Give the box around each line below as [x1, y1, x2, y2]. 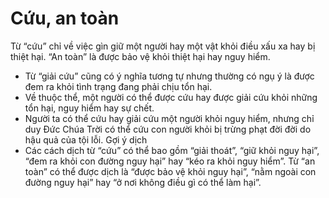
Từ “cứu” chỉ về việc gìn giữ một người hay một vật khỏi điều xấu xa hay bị [10, 40, 316, 52]
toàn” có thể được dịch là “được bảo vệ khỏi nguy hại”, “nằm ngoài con [24, 165, 317, 177]
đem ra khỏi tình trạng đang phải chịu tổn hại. [24, 80, 213, 92]
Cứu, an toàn [10, 7, 120, 30]
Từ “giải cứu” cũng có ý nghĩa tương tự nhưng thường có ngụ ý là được [24, 70, 315, 82]
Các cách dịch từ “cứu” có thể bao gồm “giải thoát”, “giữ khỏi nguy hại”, [24, 144, 320, 156]
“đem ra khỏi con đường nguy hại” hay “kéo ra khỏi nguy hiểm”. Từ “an [24, 155, 316, 167]
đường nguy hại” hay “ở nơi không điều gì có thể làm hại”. [24, 176, 262, 188]
